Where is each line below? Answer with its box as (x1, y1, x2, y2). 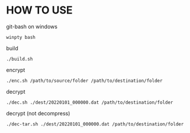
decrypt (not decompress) (6, 109, 70, 117)
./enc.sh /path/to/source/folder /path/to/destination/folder (6, 78, 163, 84)
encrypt (6, 66, 25, 74)
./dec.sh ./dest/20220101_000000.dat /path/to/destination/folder (6, 99, 173, 105)
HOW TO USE (6, 4, 73, 17)
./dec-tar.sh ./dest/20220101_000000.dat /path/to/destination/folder (6, 121, 184, 127)
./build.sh (6, 56, 33, 62)
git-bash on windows (6, 23, 58, 30)
